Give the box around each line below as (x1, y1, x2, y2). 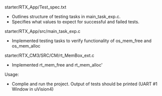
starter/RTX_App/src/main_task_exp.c (4, 28, 81, 34)
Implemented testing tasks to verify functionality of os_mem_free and (11, 38, 152, 44)
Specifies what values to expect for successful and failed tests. (11, 19, 139, 24)
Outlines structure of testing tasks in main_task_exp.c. (11, 14, 121, 19)
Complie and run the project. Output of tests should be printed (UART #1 (11, 81, 158, 87)
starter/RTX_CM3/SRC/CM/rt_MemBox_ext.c (4, 52, 94, 58)
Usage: (4, 72, 19, 77)
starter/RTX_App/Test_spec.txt (4, 4, 67, 10)
